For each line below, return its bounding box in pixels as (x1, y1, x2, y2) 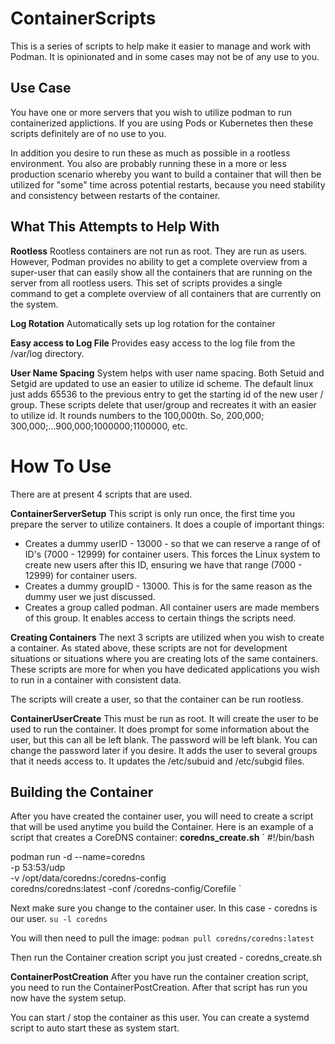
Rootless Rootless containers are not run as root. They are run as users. (10, 245, 308, 257)
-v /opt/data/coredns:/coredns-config (10, 872, 167, 884)
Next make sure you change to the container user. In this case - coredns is (10, 902, 318, 914)
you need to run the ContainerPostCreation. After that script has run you (10, 982, 308, 994)
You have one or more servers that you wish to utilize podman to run (10, 106, 293, 118)
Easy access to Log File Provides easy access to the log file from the (10, 337, 296, 349)
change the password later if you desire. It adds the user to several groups (10, 744, 318, 756)
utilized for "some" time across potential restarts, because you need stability (10, 178, 326, 191)
